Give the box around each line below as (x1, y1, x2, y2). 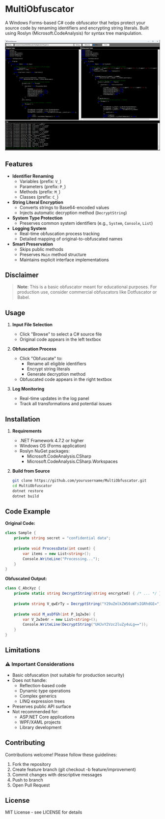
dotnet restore (12, 488, 44, 493)
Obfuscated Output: (5, 576, 47, 581)
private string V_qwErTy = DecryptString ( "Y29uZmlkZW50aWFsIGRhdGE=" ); (14, 601, 164, 606)
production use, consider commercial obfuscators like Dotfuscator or (17, 289, 157, 295)
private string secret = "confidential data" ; (14, 536, 111, 541)
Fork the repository (12, 761, 52, 767)
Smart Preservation (12, 241, 53, 247)
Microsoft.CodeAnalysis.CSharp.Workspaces (27, 458, 118, 464)
